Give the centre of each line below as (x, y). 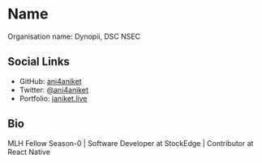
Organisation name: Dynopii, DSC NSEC (74, 36)
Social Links (39, 62)
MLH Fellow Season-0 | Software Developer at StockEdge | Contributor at (131, 143)
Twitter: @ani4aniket (54, 90)
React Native (29, 152)
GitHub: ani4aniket (50, 81)
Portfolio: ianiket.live (53, 98)
